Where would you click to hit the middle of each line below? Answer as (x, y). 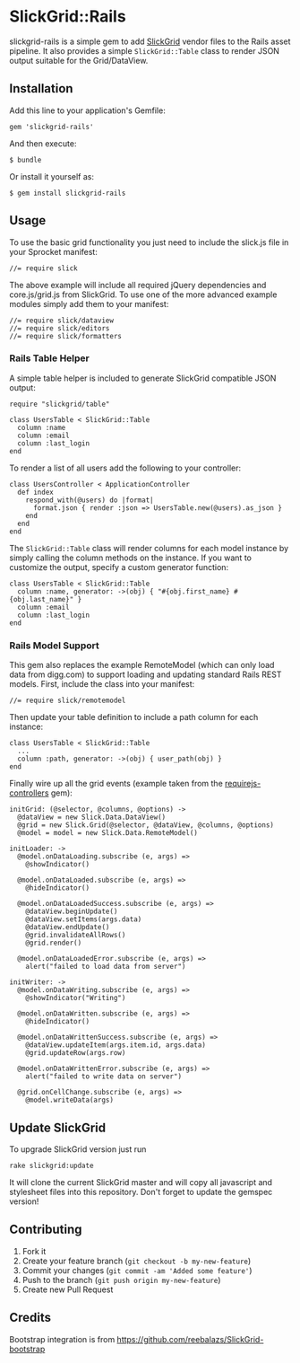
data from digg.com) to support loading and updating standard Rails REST (146, 674)
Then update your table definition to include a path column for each (134, 717)
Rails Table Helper (49, 358)
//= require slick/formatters (66, 336)
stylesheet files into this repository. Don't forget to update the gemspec (141, 1192)
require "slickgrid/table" (60, 404)
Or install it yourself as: (51, 176)
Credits (30, 1318)
